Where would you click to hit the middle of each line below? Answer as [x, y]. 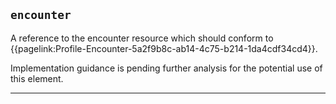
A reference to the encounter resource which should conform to [142, 38]
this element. [37, 78]
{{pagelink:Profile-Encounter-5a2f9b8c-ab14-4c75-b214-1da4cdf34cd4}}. [164, 48]
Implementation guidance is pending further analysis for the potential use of [166, 68]
